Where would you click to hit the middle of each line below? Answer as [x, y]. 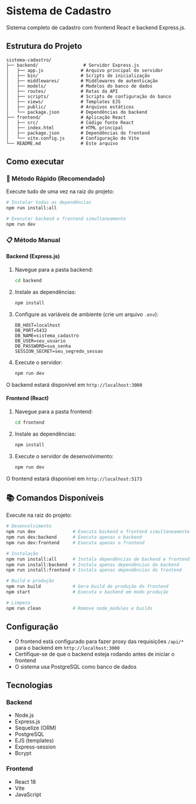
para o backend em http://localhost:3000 [67, 647]
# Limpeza [18, 603]
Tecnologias [29, 685]
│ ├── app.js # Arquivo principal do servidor [85, 70]
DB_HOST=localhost [37, 325]
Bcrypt [23, 753]
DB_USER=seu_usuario [40, 341]
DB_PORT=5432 [31, 330]
